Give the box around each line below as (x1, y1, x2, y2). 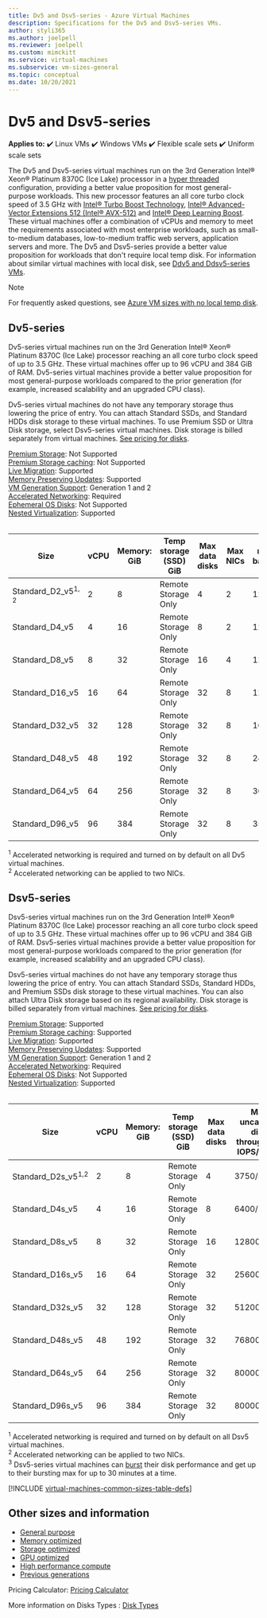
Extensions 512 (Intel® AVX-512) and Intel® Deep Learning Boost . (31, 208, 245, 218)
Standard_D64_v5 (12, 786, 79, 797)
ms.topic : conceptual (8, 71, 80, 79)
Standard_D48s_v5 (12, 1334, 83, 1345)
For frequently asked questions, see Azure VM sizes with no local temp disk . (8, 298, 258, 308)
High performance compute (19, 1562, 111, 1571)
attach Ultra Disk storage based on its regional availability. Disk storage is (8, 995, 249, 1005)
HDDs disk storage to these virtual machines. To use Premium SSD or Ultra (8, 417, 253, 426)
